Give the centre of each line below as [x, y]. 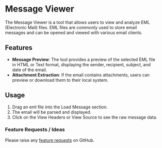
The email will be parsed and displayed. [52, 112]
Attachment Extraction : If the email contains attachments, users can [81, 75]
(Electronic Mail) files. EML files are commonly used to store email [71, 27]
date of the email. [30, 70]
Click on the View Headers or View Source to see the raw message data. [85, 117]
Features [19, 48]
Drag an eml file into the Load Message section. [60, 107]
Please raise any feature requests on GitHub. [50, 140]
